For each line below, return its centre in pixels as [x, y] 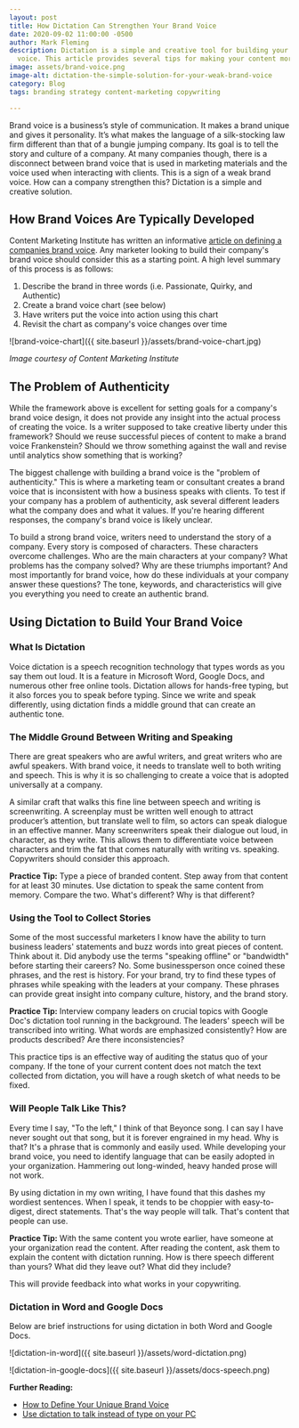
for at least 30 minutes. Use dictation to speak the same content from [137, 886]
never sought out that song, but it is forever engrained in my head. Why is [144, 1137]
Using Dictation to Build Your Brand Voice [126, 622]
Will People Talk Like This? [68, 1108]
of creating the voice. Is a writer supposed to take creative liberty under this [148, 427]
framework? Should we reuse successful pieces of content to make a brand [148, 436]
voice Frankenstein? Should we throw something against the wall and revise [148, 446]
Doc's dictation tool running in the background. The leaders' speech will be [147, 1021]
